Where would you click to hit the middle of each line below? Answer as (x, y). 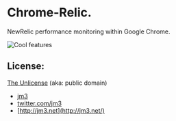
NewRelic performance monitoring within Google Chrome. (89, 31)
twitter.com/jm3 (39, 103)
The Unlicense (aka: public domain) (57, 83)
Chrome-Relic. (50, 13)
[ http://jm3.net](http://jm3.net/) (61, 110)
